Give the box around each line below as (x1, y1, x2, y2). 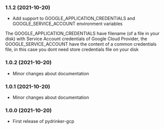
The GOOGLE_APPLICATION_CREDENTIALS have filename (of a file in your (5, 31, 159, 37)
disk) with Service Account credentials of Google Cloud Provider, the (5, 36, 147, 42)
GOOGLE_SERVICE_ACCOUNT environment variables (12, 21, 123, 27)
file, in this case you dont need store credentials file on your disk (5, 47, 139, 53)
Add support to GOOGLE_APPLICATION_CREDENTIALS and (12, 16, 135, 22)
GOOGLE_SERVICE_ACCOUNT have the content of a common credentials (5, 41, 157, 47)
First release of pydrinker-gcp (12, 118, 74, 124)
